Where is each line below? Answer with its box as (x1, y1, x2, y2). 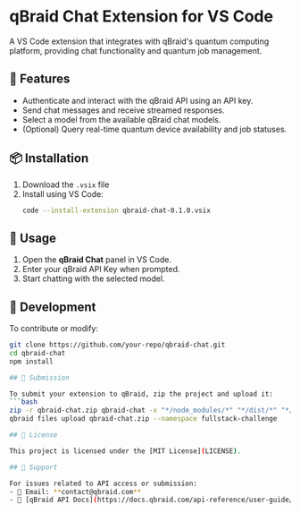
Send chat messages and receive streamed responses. (21, 105, 225, 115)
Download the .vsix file (21, 179, 110, 190)
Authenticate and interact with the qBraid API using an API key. (21, 95, 254, 106)
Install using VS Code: (21, 188, 104, 199)
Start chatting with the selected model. (21, 273, 165, 284)
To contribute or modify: (9, 323, 99, 334)
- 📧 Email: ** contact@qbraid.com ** (9, 487, 142, 496)
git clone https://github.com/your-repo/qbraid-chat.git (9, 340, 226, 350)
